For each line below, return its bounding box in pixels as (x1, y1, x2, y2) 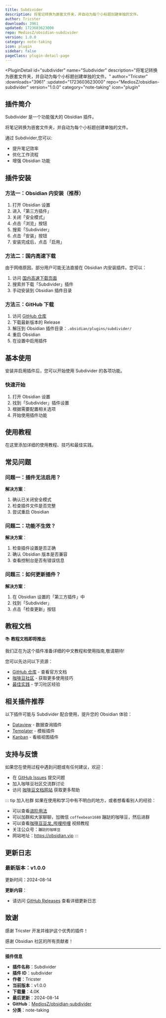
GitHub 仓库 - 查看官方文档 (12, 669, 67, 675)
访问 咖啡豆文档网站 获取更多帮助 (12, 787, 80, 793)
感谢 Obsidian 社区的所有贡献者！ (5, 938, 74, 944)
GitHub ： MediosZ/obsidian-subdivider (12, 1001, 92, 1007)
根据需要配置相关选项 (12, 406, 56, 412)
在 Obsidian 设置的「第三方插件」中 (12, 594, 85, 599)
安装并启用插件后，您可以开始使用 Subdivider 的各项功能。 (5, 368, 125, 374)
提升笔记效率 (12, 145, 39, 151)
